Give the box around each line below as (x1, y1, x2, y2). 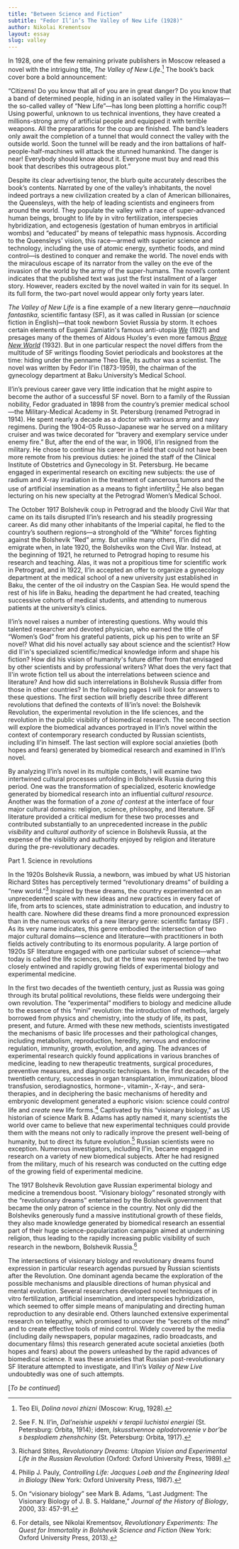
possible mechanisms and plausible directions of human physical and (8, 1279, 211, 1288)
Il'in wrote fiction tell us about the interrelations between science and (8, 670, 210, 679)
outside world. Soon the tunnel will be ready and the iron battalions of (8, 139, 211, 148)
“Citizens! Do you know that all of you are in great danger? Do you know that (8, 86, 231, 95)
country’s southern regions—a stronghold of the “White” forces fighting (8, 528, 217, 537)
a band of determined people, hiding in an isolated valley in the (8, 94, 192, 102)
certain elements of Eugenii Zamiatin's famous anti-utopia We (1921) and (8, 325, 220, 334)
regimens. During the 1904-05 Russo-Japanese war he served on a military (8, 422, 228, 431)
